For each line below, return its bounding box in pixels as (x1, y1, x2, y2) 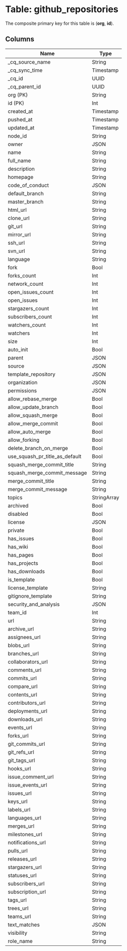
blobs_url (8, 642, 30, 649)
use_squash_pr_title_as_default (8, 452, 82, 460)
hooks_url (8, 765, 31, 772)
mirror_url (8, 231, 31, 238)
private (8, 527, 25, 534)
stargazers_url (8, 864, 42, 871)
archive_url (8, 625, 34, 632)
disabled (8, 510, 28, 517)
